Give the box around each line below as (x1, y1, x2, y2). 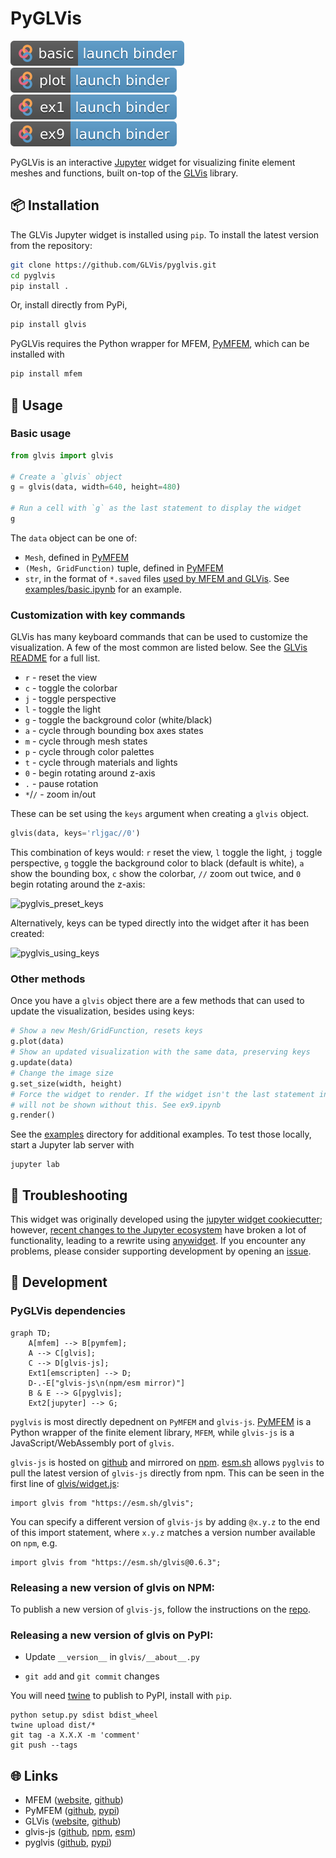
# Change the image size (10, 1068, 114, 1078)
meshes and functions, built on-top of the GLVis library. (10, 167, 239, 179)
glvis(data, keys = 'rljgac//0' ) (10, 828, 141, 839)
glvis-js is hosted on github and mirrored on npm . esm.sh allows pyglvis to (10, 1456, 325, 1468)
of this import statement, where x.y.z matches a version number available (10, 1526, 316, 1538)
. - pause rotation (24, 778, 99, 790)
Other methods (10, 972, 86, 986)
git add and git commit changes (24, 1670, 160, 1682)
